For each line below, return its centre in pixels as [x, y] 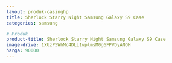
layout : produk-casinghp [37, 12]
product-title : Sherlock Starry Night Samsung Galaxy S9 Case [86, 40]
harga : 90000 [23, 51]
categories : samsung [32, 23]
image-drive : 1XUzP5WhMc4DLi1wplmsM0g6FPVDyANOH [68, 45]
